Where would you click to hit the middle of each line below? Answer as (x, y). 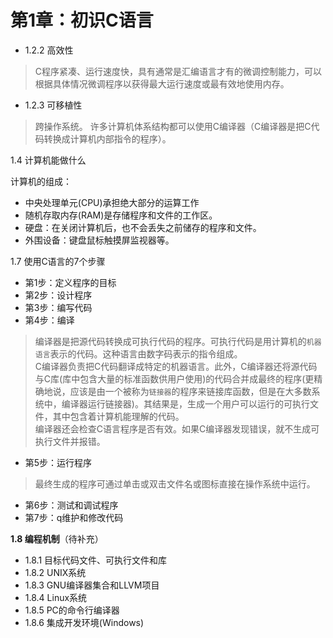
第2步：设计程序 (58, 295)
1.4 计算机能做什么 (48, 160)
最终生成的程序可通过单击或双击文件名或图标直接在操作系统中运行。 (175, 483)
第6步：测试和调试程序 (71, 505)
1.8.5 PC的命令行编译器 (72, 610)
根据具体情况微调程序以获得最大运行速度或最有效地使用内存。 (162, 83)
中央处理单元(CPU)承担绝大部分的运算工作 (112, 202)
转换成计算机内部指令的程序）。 (107, 138)
